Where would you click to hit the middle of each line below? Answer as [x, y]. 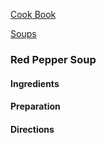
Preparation [35, 106]
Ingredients [35, 83]
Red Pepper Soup [53, 59]
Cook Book [33, 14]
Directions [32, 129]
